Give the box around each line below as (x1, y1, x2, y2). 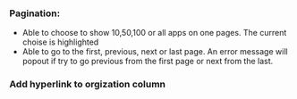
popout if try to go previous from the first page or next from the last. (21, 56, 274, 67)
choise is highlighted (21, 37, 99, 47)
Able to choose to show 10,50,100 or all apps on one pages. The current (21, 28, 287, 38)
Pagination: (9, 7, 61, 20)
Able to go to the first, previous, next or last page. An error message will (21, 46, 288, 57)
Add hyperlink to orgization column (9, 78, 166, 91)
